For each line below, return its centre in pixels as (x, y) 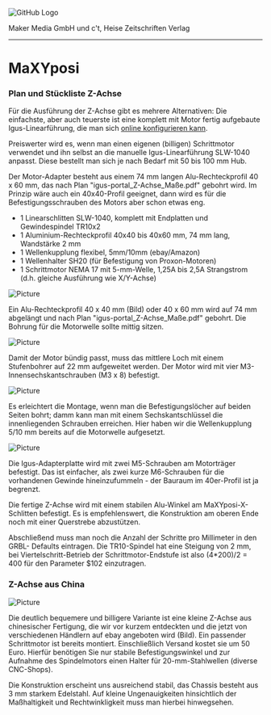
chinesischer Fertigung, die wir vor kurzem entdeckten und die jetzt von (128, 626)
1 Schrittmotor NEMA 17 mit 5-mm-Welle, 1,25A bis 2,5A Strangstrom (134, 270)
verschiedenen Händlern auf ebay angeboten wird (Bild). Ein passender (127, 635)
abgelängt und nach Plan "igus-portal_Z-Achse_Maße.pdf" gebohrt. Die (127, 318)
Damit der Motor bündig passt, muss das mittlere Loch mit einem (116, 358)
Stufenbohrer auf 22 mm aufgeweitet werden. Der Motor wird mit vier (123, 367)
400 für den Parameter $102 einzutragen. (77, 564)
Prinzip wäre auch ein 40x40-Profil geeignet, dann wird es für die (117, 194)
